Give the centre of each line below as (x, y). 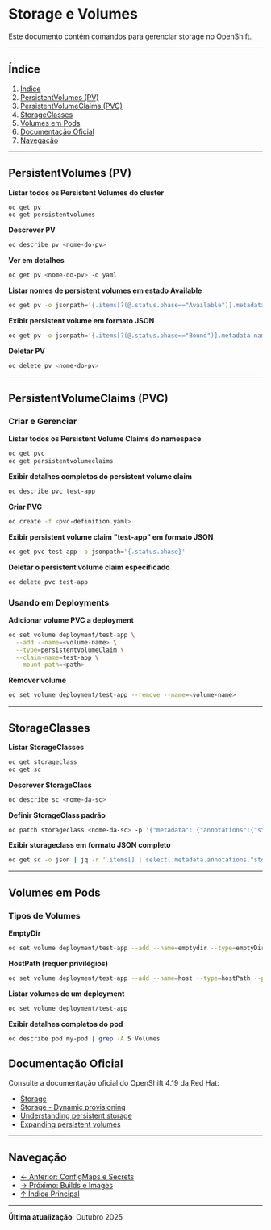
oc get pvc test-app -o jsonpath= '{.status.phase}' (97, 552)
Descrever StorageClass (50, 785)
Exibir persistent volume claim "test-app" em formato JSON (111, 536)
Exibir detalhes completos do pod (66, 1024)
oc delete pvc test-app (48, 582)
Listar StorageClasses (46, 747)
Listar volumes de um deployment (67, 994)
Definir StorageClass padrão (57, 815)
